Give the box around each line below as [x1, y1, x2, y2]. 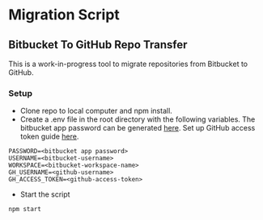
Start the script [19, 189, 70, 199]
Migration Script [8, 6, 120, 24]
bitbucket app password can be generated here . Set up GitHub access [19, 123, 256, 133]
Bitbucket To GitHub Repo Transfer [8, 38, 188, 52]
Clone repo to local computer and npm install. [19, 106, 172, 116]
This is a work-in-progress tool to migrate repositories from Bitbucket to [8, 59, 248, 68]
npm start [8, 205, 42, 214]
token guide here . [19, 131, 79, 142]
